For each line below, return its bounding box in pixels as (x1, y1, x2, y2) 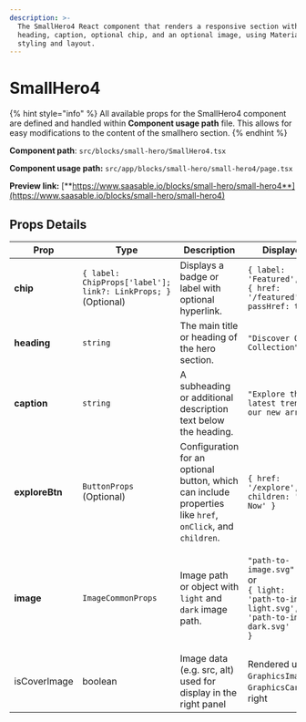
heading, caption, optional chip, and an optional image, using (17, 30, 267, 39)
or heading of (179, 331, 239, 343)
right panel (179, 698, 226, 710)
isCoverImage (14, 676, 75, 687)
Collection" (247, 343, 300, 352)
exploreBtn (14, 486, 63, 498)
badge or (179, 271, 219, 283)
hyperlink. (179, 304, 223, 317)
